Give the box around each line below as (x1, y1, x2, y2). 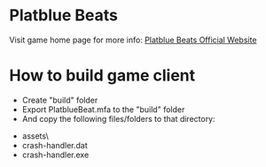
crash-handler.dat (21, 140, 89, 150)
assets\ (21, 130, 49, 141)
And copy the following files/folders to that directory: (21, 113, 215, 124)
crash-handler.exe (21, 149, 90, 160)
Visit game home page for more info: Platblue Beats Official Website (9, 34, 257, 45)
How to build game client (9, 65, 196, 86)
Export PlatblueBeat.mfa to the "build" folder (21, 103, 185, 115)
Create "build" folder (21, 95, 98, 105)
